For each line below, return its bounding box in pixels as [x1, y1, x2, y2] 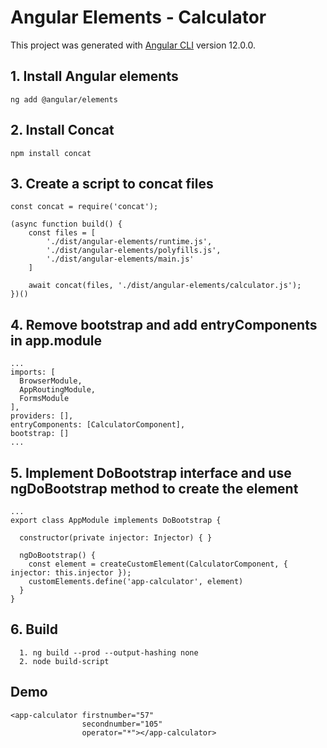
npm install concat [10, 148, 92, 158]
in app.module [10, 332, 102, 349]
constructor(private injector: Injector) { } [19, 533, 213, 543]
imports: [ [10, 367, 56, 378]
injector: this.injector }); [10, 568, 132, 578]
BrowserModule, [19, 376, 83, 386]
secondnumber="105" [81, 719, 163, 729]
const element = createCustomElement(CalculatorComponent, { [28, 559, 288, 569]
